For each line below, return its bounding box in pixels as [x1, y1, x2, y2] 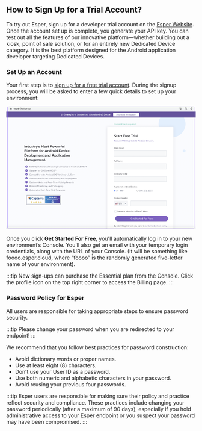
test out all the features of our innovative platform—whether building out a [6, 33, 189, 41]
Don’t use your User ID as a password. [14, 368, 111, 375]
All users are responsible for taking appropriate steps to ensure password [6, 307, 188, 315]
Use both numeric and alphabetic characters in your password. [14, 374, 171, 382]
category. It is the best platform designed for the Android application [6, 46, 176, 54]
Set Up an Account [6, 67, 62, 76]
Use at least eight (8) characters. [14, 361, 97, 369]
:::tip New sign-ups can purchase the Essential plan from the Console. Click [6, 272, 194, 279]
